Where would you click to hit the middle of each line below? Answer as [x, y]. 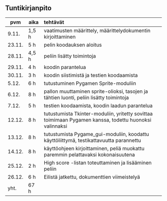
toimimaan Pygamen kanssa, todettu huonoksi [98, 120]
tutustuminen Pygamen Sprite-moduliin [90, 83]
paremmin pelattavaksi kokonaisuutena [89, 154]
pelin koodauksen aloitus [73, 45]
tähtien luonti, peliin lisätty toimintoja [86, 97]
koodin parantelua [65, 67]
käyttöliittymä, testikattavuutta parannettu [93, 140]
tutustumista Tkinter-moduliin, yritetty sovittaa [98, 114]
